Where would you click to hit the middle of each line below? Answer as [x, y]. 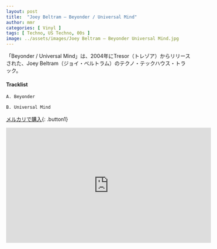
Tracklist [17, 84]
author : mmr [20, 22]
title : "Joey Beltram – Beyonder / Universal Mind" [72, 17]
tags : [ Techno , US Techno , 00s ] [48, 33]
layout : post [22, 11]
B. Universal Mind [28, 108]
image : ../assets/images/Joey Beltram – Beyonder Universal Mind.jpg [93, 39]
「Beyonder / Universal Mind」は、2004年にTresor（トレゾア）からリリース [98, 56]
